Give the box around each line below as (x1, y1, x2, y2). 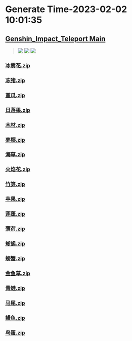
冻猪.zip (5, 77, 25, 84)
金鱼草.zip (5, 270, 30, 277)
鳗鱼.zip (5, 314, 25, 321)
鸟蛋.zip (5, 329, 25, 336)
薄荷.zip (5, 225, 25, 232)
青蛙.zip (5, 284, 25, 291)
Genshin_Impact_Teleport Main (5, 34, 106, 43)
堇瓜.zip (5, 92, 25, 99)
